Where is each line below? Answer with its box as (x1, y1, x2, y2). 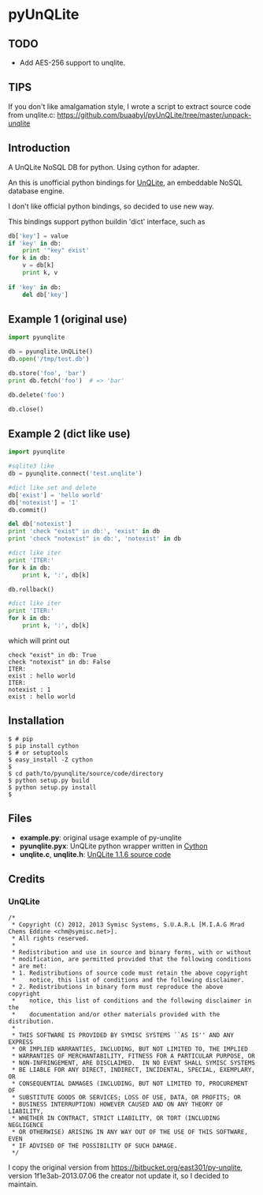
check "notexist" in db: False (8, 658, 111, 666)
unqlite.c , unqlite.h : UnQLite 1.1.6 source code (19, 849, 172, 859)
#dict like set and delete (8, 483, 97, 491)
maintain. (8, 1179, 38, 1189)
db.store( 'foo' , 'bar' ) (8, 369, 87, 377)
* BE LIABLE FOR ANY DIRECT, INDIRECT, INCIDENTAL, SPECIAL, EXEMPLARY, (11, 1066, 256, 1074)
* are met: (11, 962, 47, 971)
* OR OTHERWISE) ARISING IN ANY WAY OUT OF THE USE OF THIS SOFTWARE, (11, 1128, 248, 1137)
